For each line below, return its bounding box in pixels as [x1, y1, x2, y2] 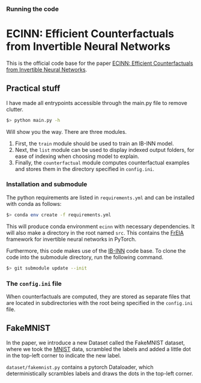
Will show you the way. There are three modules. [6, 128, 127, 135]
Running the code [6, 5, 59, 13]
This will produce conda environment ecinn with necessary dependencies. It [6, 223, 195, 230]
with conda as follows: [6, 200, 62, 207]
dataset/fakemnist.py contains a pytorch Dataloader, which [6, 363, 154, 370]
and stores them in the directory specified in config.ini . [14, 165, 155, 172]
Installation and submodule [6, 180, 88, 188]
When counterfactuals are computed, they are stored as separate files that [6, 293, 191, 300]
